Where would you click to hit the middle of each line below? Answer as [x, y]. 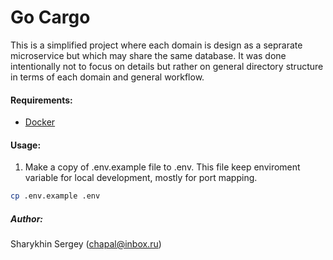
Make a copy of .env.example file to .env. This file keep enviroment [162, 167]
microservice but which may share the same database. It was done [148, 55]
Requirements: [41, 100]
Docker [40, 122]
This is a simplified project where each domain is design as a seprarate [156, 45]
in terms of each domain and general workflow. [107, 77]
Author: [27, 218]
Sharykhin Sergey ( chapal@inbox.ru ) [86, 244]
